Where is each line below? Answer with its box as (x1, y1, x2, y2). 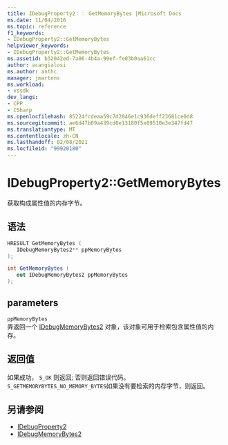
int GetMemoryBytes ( (7, 265, 70, 272)
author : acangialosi (7, 62, 67, 69)
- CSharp (7, 107, 32, 113)
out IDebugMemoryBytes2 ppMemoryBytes (16, 271, 129, 279)
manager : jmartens (7, 74, 60, 82)
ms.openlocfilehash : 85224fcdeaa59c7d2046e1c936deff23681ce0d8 (7, 113, 193, 120)
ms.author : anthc (7, 68, 57, 75)
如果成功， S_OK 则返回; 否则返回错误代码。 (7, 373, 130, 381)
